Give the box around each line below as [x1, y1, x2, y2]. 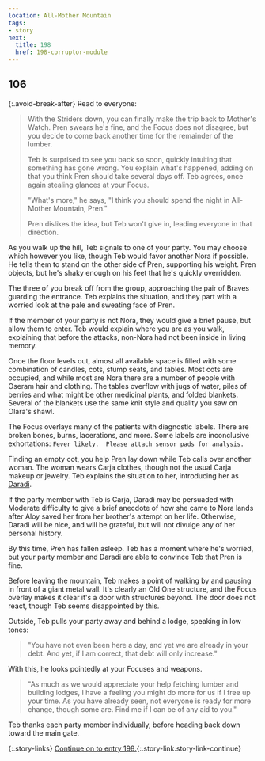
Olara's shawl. [8, 406, 55, 416]
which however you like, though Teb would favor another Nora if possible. [8, 251, 249, 261]
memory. [8, 341, 37, 350]
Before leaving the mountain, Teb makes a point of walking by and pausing [8, 576, 252, 585]
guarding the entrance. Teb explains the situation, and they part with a [8, 291, 237, 301]
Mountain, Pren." [53, 204, 108, 213]
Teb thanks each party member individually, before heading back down [8, 720, 240, 729]
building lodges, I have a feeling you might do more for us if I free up [27, 687, 251, 697]
